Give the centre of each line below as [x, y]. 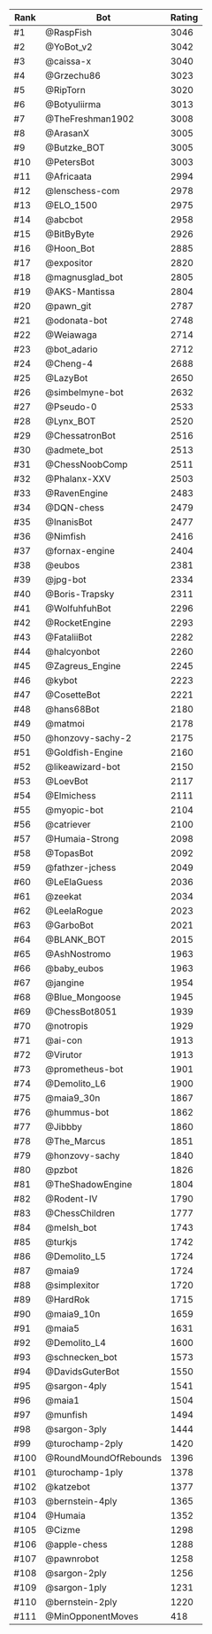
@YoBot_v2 [69, 47]
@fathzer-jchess [81, 868]
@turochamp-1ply [84, 1472]
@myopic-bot [75, 810]
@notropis [67, 1026]
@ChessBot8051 [81, 1012]
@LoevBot [67, 781]
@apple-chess [76, 1544]
